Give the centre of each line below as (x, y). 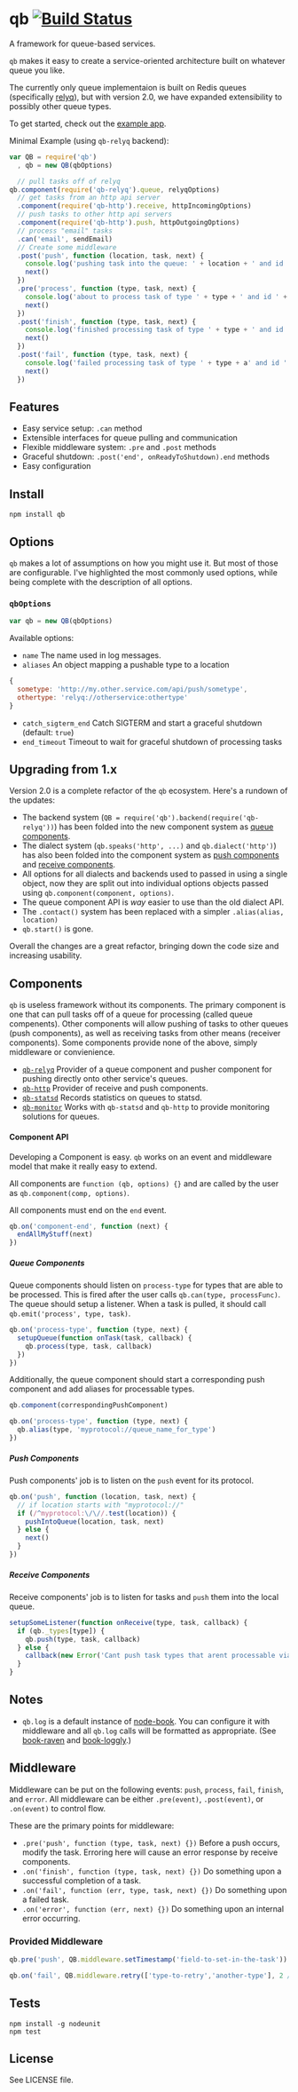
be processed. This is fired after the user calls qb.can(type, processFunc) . (145, 1295)
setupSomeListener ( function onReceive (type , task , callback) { (129, 1622)
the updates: (32, 800)
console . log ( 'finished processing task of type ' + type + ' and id (154, 330)
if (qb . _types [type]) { (61, 1631)
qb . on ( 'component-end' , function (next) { (89, 1226)
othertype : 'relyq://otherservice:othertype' (103, 697)
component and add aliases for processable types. (102, 1389)
